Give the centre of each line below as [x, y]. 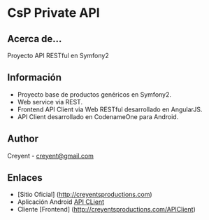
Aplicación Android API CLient [61, 202]
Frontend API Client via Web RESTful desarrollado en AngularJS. [110, 109]
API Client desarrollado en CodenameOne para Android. [98, 116]
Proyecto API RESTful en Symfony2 [58, 55]
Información [34, 77]
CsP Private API [53, 13]
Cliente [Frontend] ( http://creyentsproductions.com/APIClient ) [106, 209]
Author [23, 139]
